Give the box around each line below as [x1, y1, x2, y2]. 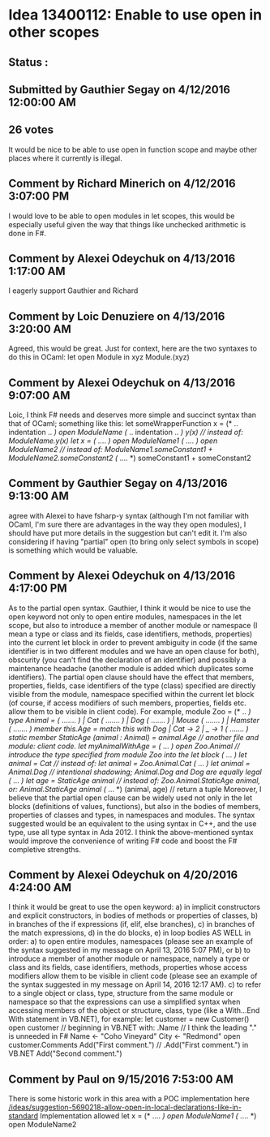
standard [8, 1111, 39, 1121]
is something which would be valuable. [8, 545, 139, 555]
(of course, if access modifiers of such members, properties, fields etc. [8, 698, 246, 708]
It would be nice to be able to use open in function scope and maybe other [8, 144, 258, 154]
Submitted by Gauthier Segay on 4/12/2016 [8, 83, 231, 97]
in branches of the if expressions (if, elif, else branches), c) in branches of [8, 920, 255, 929]
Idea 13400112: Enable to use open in [8, 6, 262, 24]
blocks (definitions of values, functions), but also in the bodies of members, [8, 801, 261, 811]
